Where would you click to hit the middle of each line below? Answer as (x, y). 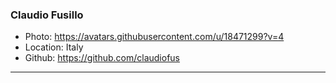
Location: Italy (54, 47)
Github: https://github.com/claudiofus (102, 58)
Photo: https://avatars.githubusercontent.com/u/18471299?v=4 (154, 37)
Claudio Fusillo (47, 15)
